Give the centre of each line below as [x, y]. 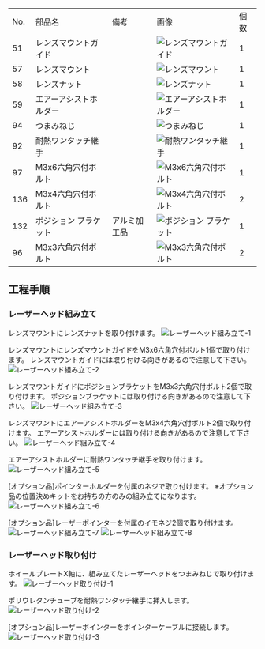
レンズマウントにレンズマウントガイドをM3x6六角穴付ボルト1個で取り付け [129, 349]
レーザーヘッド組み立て [52, 314]
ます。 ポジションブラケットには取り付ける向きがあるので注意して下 [140, 396]
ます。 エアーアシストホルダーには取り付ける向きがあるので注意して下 [129, 432]
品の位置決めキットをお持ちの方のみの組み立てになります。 [105, 496]
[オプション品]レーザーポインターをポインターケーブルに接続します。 [121, 627]
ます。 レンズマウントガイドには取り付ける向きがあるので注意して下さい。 [129, 360]
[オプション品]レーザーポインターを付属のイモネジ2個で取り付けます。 [123, 523]
